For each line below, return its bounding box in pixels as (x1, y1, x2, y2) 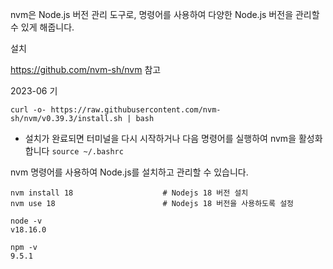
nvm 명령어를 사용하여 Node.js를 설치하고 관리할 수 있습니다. (10, 166, 249, 178)
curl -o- (10, 105, 47, 115)
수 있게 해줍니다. (10, 21, 75, 33)
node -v (10, 216, 43, 226)
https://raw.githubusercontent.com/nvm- (50, 105, 222, 115)
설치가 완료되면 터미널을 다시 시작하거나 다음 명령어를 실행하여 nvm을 (24, 133, 297, 144)
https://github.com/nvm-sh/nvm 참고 (10, 64, 162, 75)
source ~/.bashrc (51, 147, 124, 157)
